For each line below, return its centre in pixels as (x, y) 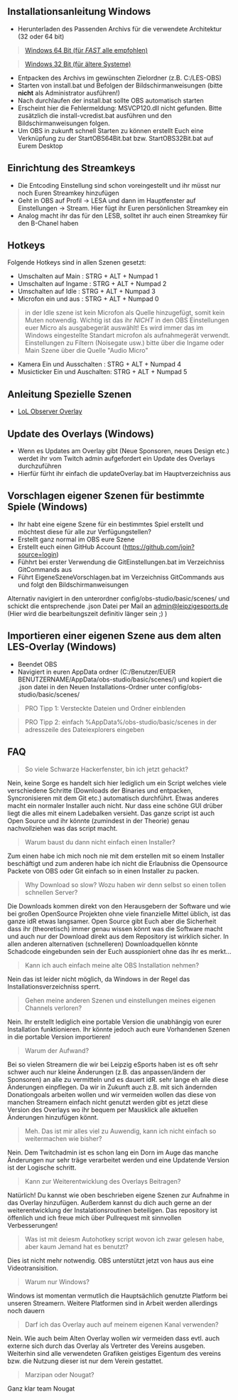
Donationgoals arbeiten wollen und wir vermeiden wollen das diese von (112, 1094)
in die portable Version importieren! (59, 1036)
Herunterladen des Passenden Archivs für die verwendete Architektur (120, 28)
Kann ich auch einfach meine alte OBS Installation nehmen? (112, 965)
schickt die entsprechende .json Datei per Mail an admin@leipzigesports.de (118, 606)
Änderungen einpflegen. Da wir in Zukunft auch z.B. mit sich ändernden (112, 1087)
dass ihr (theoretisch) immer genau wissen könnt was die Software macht (115, 928)
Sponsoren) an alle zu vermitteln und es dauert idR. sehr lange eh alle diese (118, 1079)
